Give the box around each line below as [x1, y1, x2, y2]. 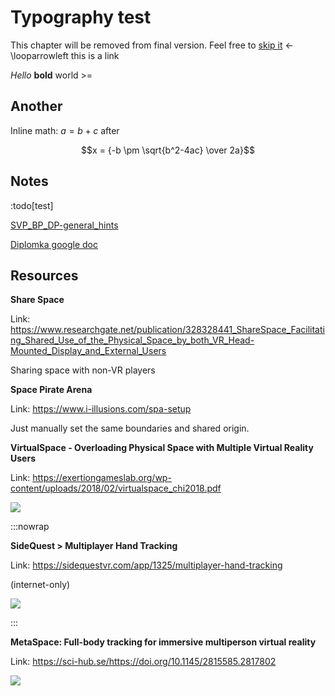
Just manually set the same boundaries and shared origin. [10, 422, 250, 435]
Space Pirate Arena [10, 384, 93, 396]
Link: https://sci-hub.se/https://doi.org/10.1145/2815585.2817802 [10, 656, 277, 668]
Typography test [10, 6, 152, 29]
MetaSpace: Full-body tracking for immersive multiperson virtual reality [10, 636, 317, 648]
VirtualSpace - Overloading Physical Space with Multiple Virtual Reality [10, 442, 314, 454]
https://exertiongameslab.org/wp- [32, 472, 172, 484]
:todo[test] [10, 199, 54, 211]
